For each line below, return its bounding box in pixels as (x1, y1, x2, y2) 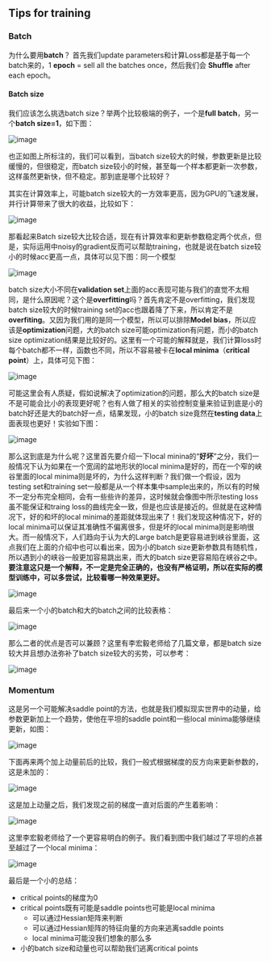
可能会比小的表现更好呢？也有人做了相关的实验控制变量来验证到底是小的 (22, 398, 263, 407)
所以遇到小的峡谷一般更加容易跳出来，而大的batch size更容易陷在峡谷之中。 (8, 552, 262, 562)
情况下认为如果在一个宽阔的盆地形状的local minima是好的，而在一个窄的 (15, 461, 256, 471)
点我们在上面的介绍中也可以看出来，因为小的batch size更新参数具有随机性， (8, 542, 262, 552)
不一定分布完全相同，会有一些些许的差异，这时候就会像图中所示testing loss (8, 491, 259, 501)
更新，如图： (8, 724, 51, 734)
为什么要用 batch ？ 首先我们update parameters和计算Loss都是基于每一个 (8, 50, 251, 60)
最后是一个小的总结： (8, 876, 79, 886)
